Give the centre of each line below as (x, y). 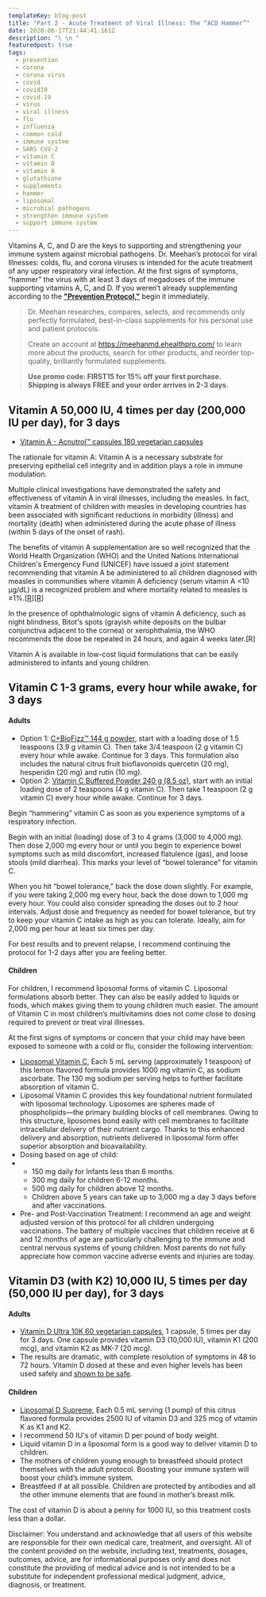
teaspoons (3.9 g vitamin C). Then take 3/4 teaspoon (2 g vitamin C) (131, 746)
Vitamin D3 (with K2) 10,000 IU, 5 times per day (128, 1281)
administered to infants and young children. (79, 663)
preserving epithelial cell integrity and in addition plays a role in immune (126, 465)
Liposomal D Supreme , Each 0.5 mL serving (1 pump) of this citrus (128, 1410)
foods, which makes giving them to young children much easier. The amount (133, 1005)
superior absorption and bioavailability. (83, 1146)
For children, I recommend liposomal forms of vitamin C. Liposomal (118, 988)
